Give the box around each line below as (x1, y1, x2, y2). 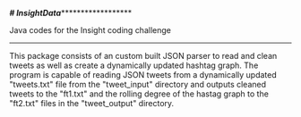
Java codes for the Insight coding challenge (9, 25, 172, 35)
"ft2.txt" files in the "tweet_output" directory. (9, 98, 175, 108)
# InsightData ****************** (9, 8, 133, 18)
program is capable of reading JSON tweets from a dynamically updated (9, 70, 278, 79)
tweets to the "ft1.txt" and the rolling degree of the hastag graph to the (9, 88, 269, 99)
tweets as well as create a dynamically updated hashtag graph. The (9, 60, 259, 71)
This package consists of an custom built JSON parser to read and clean (9, 51, 278, 61)
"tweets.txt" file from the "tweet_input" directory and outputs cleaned (9, 79, 267, 89)
